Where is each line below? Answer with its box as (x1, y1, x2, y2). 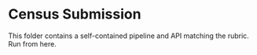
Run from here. (8, 39, 57, 48)
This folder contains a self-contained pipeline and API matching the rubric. (8, 31, 249, 40)
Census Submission (8, 5, 141, 23)
